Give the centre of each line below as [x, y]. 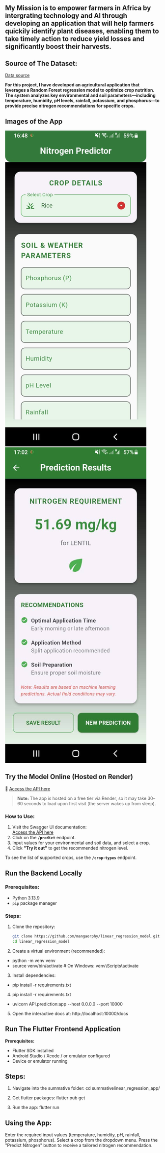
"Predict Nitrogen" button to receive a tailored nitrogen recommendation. [79, 1145]
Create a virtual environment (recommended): [58, 951]
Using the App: [28, 1123]
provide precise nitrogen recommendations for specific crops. [70, 106]
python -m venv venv [34, 960]
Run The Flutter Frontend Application [63, 1029]
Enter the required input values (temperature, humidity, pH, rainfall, [73, 1135]
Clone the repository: [34, 927]
